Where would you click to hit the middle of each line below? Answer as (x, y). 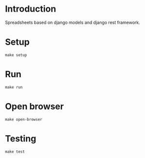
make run (14, 87)
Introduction (31, 9)
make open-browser (24, 119)
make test (15, 152)
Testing (21, 138)
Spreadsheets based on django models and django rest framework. (72, 22)
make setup (16, 55)
